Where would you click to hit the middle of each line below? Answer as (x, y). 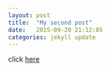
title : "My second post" (50, 23)
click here (24, 59)
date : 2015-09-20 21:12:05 (55, 30)
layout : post (29, 15)
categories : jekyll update (52, 37)
